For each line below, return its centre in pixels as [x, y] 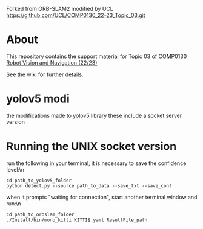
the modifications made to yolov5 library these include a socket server [94, 115]
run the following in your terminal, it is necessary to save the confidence [96, 163]
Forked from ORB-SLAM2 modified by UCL [60, 9]
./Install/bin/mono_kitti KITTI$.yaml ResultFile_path [77, 220]
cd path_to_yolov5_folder [39, 181]
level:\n [15, 169]
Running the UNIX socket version [92, 147]
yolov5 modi [38, 99]
